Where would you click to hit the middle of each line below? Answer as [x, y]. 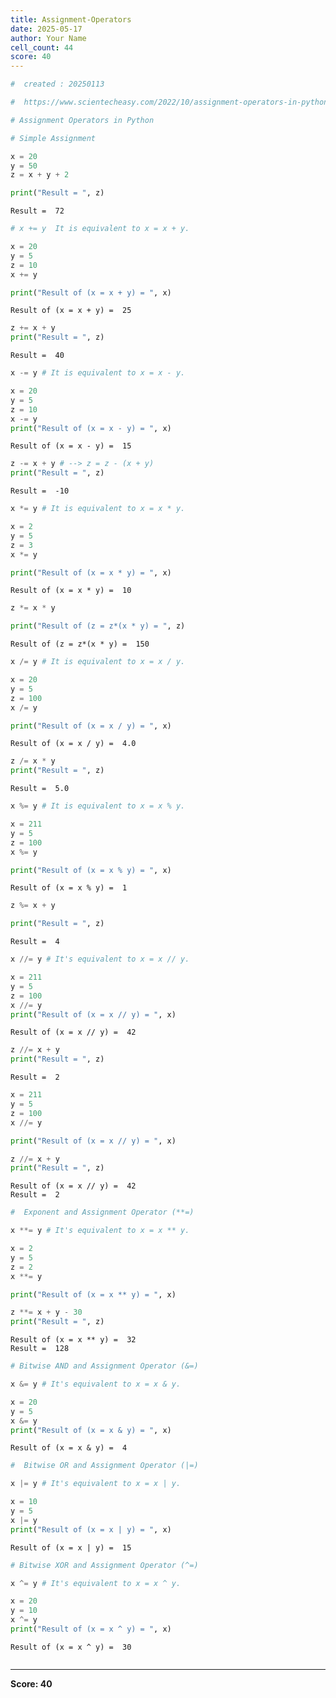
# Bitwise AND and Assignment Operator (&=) [104, 1366]
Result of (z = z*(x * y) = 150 [80, 644]
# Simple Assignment [53, 138]
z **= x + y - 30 [46, 1312]
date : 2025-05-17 [46, 29]
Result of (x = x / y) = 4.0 [73, 744]
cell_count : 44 [42, 47]
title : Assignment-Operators [71, 19]
